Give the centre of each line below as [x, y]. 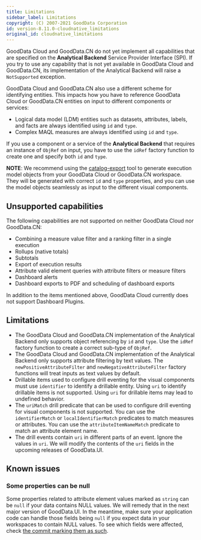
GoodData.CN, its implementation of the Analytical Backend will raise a [94, 70]
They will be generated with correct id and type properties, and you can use [100, 181]
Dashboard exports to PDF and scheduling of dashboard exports [95, 283]
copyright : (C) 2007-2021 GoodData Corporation [67, 23]
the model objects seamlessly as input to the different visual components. [97, 188]
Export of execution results [48, 264]
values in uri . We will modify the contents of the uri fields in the [94, 443]
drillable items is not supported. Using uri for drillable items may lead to [104, 392]
